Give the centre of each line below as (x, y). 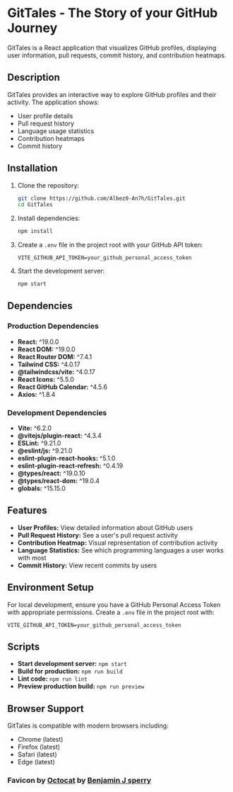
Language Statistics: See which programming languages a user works (120, 550)
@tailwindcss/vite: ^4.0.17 (56, 372)
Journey (32, 28)
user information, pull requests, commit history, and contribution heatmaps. (117, 55)
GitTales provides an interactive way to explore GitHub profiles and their (112, 94)
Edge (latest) (36, 762)
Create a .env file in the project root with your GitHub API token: (110, 245)
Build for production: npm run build (70, 672)
